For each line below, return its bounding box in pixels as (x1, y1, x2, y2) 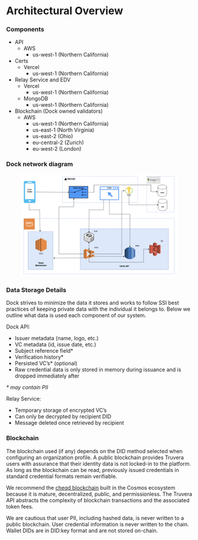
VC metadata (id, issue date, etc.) (14, 341, 96, 348)
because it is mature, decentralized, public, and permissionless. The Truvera (6, 490, 193, 497)
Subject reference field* (14, 347, 74, 354)
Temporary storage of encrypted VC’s (14, 406, 107, 414)
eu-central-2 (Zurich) (32, 139, 85, 146)
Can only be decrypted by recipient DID (14, 413, 112, 420)
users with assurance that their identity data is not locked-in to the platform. (6, 460, 191, 467)
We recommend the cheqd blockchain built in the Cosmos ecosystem (6, 484, 176, 491)
